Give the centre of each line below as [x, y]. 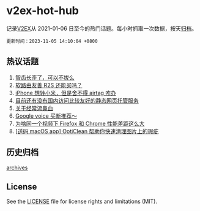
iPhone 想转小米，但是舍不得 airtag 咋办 [65, 93]
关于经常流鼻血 [34, 108]
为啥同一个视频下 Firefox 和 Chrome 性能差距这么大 [80, 123]
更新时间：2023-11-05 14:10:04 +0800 [52, 41]
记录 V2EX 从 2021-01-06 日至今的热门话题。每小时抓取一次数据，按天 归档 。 [102, 28]
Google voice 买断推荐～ [46, 116]
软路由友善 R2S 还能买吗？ [49, 85]
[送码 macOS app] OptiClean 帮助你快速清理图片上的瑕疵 [87, 131]
